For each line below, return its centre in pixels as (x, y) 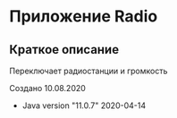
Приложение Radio (84, 17)
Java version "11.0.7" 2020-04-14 (84, 105)
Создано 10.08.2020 (48, 88)
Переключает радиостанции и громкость (88, 71)
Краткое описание (64, 50)
